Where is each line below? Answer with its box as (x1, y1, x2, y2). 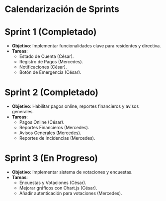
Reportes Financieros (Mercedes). (19, 125, 89, 131)
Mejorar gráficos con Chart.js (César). (19, 185, 97, 191)
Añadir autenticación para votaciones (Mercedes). (19, 191, 122, 196)
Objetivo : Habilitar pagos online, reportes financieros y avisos (11, 103, 139, 109)
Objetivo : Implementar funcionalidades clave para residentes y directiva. (11, 43, 161, 49)
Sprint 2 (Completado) (4, 87, 99, 98)
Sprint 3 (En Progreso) (4, 153, 98, 164)
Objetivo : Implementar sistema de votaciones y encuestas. (11, 169, 133, 175)
